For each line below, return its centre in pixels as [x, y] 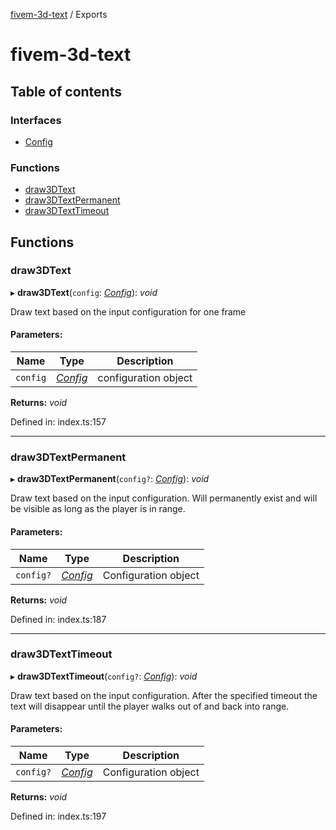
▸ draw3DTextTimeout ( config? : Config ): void [104, 676]
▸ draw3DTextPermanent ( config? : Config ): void [110, 479]
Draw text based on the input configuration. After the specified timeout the [164, 695]
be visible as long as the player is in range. [98, 509]
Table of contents [66, 91]
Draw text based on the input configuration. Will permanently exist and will [164, 498]
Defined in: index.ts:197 [58, 816]
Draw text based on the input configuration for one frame [128, 311]
